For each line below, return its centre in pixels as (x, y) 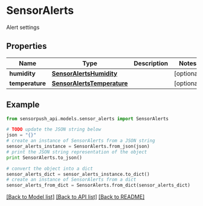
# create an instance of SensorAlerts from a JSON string (81, 141)
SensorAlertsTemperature (90, 83)
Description (151, 63)
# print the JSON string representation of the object (77, 152)
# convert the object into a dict (50, 169)
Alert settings (23, 27)
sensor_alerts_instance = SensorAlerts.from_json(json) (78, 146)
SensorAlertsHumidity (85, 73)
